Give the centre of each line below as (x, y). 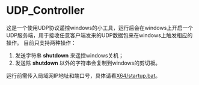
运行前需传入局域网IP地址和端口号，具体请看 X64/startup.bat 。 (84, 75)
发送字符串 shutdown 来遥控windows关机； (69, 55)
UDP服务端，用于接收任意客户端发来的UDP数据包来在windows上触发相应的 (99, 35)
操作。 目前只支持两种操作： (41, 42)
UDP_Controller (45, 10)
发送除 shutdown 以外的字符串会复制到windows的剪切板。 (88, 63)
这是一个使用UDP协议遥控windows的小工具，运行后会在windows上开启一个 (100, 28)
